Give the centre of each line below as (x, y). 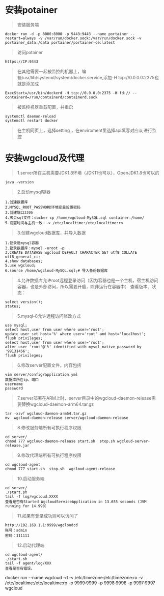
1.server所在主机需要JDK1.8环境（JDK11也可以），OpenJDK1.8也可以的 (88, 173)
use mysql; (16, 325)
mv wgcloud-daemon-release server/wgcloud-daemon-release (67, 418)
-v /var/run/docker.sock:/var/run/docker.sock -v (90, 38)
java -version (20, 182)
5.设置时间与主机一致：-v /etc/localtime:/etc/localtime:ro (64, 223)
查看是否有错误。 (20, 568)
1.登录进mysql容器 (22, 243)
